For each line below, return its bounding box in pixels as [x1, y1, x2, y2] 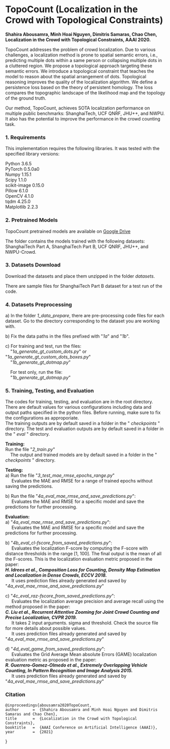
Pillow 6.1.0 [5, 188, 28, 194]
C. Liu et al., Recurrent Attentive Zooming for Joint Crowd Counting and [5, 609, 160, 615]
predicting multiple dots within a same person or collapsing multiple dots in [5, 57, 162, 63]
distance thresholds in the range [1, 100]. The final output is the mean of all [5, 551, 162, 557]
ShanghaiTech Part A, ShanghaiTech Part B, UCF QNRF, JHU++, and [5, 243, 149, 250]
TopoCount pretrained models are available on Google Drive [5, 228, 131, 234]
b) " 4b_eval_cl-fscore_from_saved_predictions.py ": [5, 540, 113, 546]
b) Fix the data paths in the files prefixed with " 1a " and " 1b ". [5, 333, 130, 339]
